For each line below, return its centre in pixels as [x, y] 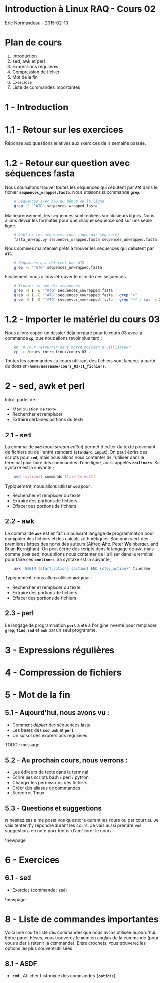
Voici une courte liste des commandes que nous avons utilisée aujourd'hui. [81, 933]
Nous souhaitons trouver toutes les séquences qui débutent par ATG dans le [82, 187]
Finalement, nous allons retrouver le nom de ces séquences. [66, 277]
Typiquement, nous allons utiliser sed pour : [49, 486]
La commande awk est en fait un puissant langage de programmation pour [80, 533]
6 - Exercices [32, 860]
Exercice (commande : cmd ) [40, 890]
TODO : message [22, 744]
